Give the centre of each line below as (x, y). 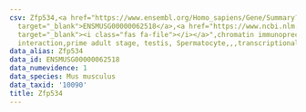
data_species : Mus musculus (63, 77)
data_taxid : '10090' (49, 85)
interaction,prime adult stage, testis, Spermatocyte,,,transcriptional (158, 43)
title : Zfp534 (36, 93)
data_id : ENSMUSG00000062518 (65, 60)
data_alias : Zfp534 (46, 51)
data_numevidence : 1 (49, 69)
